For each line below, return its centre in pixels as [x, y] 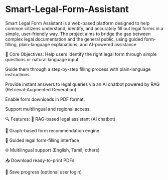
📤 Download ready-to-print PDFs [40, 160]
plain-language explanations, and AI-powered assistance [78, 44]
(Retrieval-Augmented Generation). [41, 89]
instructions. [18, 74]
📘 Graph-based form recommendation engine [52, 130]
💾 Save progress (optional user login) [43, 172]
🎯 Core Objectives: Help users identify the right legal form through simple [81, 54]
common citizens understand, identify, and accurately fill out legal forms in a [84, 28]
